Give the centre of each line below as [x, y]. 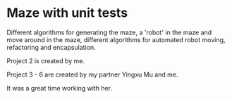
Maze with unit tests [67, 13]
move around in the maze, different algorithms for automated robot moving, [116, 39]
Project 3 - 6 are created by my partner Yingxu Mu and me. [92, 74]
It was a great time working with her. [60, 88]
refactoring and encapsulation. [51, 47]
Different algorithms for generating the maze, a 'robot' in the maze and [109, 32]
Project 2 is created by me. [46, 60]
